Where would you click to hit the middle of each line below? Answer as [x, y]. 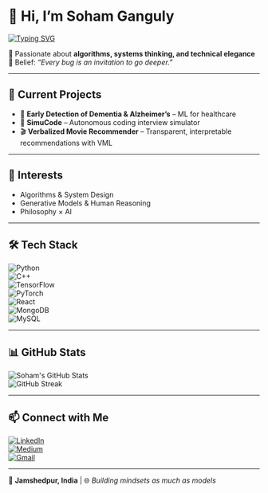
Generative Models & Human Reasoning [85, 203]
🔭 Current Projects [55, 95]
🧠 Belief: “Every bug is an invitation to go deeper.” [91, 62]
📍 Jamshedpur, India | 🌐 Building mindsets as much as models [112, 480]
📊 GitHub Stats [47, 352]
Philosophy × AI [46, 211]
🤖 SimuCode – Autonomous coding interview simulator [110, 122]
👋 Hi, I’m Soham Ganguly [91, 16]
